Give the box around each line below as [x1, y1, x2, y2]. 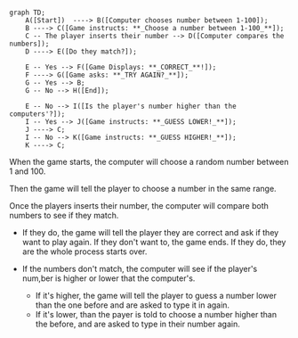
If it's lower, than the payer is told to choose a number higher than [35, 309, 278, 319]
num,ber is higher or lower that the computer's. [21, 273, 196, 284]
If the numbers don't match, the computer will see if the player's [21, 264, 258, 274]
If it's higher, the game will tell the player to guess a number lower [35, 291, 278, 301]
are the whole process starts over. [21, 246, 148, 257]
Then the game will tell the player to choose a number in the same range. [9, 184, 278, 194]
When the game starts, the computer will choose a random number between [9, 157, 289, 167]
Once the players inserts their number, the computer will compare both [9, 201, 270, 210]
